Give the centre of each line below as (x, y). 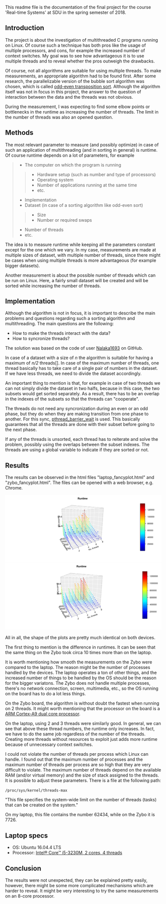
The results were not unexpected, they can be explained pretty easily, (76, 880)
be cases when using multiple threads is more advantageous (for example (81, 260)
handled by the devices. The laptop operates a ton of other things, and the (81, 673)
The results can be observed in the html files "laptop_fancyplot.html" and (80, 478)
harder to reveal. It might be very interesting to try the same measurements (82, 891)
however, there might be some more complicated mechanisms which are (79, 885)
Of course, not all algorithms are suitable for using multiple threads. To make (83, 70)
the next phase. (21, 430)
